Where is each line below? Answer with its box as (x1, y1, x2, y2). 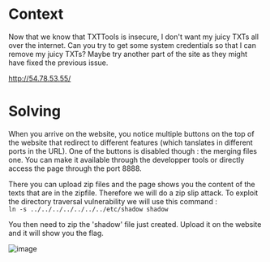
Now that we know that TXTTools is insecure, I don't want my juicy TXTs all (8, 32, 259, 41)
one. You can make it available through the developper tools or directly (8, 155, 245, 164)
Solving (8, 103, 61, 120)
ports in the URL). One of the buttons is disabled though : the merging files (8, 146, 258, 155)
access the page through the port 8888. (8, 164, 142, 173)
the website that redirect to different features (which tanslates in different (8, 138, 253, 147)
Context (8, 5, 64, 24)
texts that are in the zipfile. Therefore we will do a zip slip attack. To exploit (8, 188, 259, 198)
